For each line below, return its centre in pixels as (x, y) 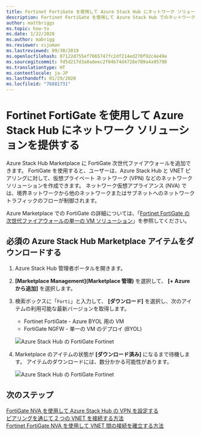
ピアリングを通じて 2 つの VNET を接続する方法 (65, 418)
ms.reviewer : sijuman (33, 45)
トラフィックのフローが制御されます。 (53, 200)
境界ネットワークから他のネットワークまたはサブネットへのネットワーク (106, 193)
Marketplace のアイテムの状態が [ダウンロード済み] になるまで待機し (100, 354)
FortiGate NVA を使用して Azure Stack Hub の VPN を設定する (82, 410)
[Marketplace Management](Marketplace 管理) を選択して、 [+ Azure (102, 281)
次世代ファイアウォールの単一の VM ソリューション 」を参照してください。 (98, 220)
